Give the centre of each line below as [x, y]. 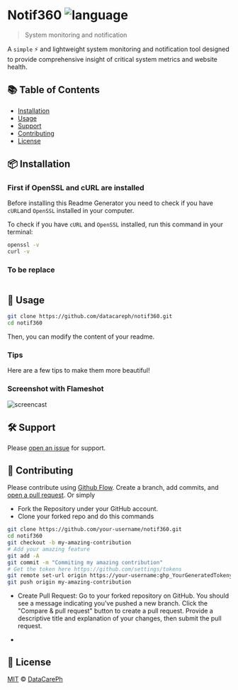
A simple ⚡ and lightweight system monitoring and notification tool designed [119, 49]
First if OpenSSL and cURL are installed [76, 188]
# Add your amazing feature [49, 549]
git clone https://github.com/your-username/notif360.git [95, 530]
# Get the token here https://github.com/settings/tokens [95, 569]
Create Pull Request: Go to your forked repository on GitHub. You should [123, 596]
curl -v [19, 252]
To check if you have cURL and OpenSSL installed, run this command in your [115, 224]
